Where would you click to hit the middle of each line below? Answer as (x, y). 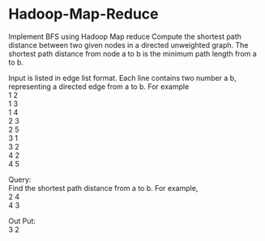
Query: (20, 180)
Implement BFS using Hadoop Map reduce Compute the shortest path (125, 36)
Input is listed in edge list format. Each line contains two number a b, (122, 78)
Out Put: (22, 221)
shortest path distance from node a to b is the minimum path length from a (132, 53)
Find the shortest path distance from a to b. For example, (103, 188)
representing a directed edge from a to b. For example (99, 87)
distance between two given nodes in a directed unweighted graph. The (128, 44)
